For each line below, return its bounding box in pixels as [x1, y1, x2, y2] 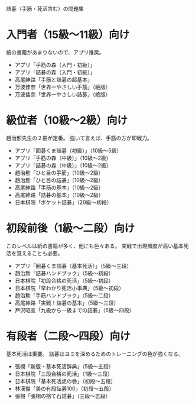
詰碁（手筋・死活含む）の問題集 [6, 5, 84, 12]
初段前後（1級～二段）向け [6, 222, 135, 235]
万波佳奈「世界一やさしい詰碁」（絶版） [14, 90, 111, 98]
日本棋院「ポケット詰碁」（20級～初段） [14, 199, 112, 206]
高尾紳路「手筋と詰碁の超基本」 [14, 76, 93, 83]
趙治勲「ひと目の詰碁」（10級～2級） [14, 176, 104, 183]
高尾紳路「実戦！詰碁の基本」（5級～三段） [14, 299, 119, 306]
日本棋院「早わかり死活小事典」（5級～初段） [14, 284, 125, 291]
